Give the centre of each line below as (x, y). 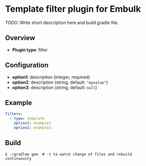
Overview (20, 38)
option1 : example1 (32, 123)
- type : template (27, 119)
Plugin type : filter (30, 49)
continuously (18, 158)
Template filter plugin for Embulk (73, 9)
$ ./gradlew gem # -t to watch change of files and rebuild (69, 154)
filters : (14, 114)
